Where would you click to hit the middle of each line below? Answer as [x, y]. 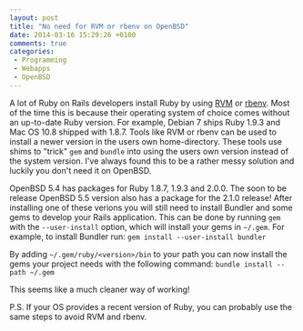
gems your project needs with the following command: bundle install [141, 264]
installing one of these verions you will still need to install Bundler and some [151, 207]
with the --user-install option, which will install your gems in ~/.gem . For [147, 226]
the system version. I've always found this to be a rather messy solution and [152, 161]
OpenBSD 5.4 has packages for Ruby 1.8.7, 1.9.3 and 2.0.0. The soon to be [148, 188]
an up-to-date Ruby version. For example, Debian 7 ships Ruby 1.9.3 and [145, 122]
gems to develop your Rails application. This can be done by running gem [145, 217]
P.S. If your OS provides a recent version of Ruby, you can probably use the [151, 306]
